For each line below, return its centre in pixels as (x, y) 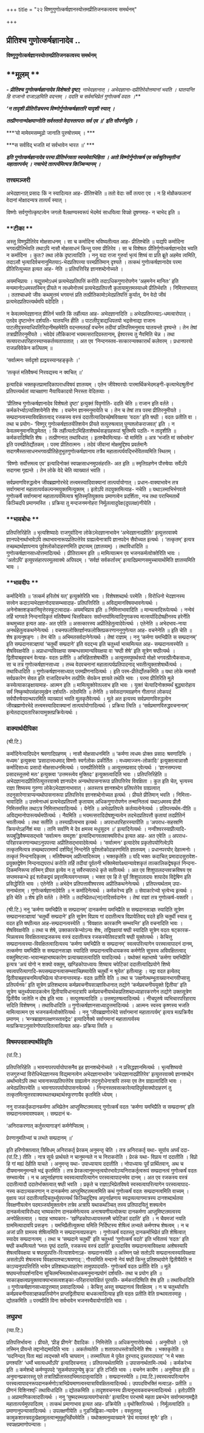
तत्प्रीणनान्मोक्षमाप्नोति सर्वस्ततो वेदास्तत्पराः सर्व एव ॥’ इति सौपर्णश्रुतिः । (72, 120)
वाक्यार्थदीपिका (22, 728)
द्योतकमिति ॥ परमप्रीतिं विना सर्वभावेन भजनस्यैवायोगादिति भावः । (67, 1300)
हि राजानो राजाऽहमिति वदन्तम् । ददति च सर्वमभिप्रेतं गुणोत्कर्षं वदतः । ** (73, 96)
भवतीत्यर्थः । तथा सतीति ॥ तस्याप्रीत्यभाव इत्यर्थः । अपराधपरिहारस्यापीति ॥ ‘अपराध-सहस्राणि (95, 822)
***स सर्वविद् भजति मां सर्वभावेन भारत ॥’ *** (51, 145)
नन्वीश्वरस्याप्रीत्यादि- (167, 829)
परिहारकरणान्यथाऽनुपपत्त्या (31, 843)
